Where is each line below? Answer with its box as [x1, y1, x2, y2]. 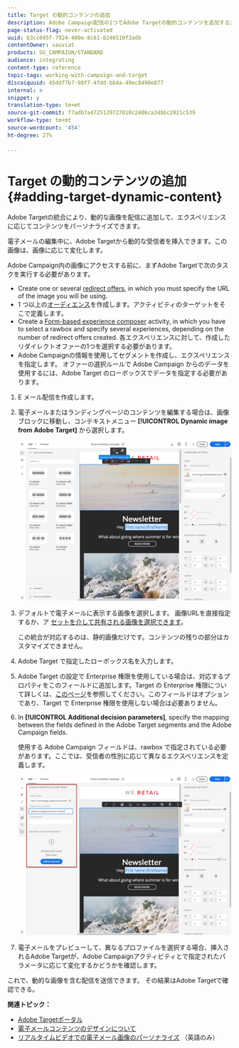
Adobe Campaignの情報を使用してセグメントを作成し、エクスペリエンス [17, 351, 230, 360]
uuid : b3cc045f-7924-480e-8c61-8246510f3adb [7, 34, 142, 41]
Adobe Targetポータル [17, 1015, 83, 1024]
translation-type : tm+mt [7, 102, 81, 109]
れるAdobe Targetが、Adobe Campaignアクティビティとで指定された [17, 952, 220, 960]
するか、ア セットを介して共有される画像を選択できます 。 [17, 617, 187, 626]
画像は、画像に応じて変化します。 [7, 246, 107, 254]
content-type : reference [7, 64, 81, 71]
